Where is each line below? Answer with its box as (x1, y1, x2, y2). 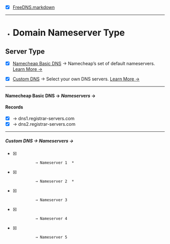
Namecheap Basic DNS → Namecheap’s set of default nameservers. (12, 61, 155, 67)
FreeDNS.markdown (12, 5, 55, 10)
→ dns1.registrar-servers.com (12, 115, 75, 121)
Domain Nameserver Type (12, 27, 125, 38)
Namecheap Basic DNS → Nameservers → (5, 92, 96, 99)
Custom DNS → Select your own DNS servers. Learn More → (12, 76, 140, 82)
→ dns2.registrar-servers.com (12, 121, 76, 127)
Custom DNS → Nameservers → (5, 137, 74, 143)
